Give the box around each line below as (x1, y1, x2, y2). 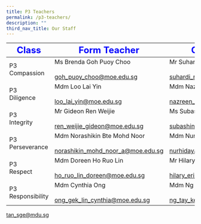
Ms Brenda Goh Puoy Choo (54, 58, 131, 66)
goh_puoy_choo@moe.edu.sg (54, 73, 138, 81)
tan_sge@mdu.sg (6, 211, 49, 219)
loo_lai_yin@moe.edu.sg (54, 97, 122, 106)
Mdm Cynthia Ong (54, 181, 106, 189)
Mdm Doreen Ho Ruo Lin (54, 157, 124, 165)
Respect (9, 168, 33, 176)
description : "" (6, 20, 47, 26)
